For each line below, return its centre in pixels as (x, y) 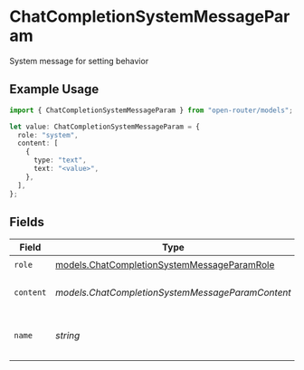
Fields (27, 222)
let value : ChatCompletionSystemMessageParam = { (105, 127)
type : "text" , (60, 160)
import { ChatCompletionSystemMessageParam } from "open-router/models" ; (152, 110)
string (68, 336)
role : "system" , (48, 135)
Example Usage (54, 89)
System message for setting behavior (79, 61)
